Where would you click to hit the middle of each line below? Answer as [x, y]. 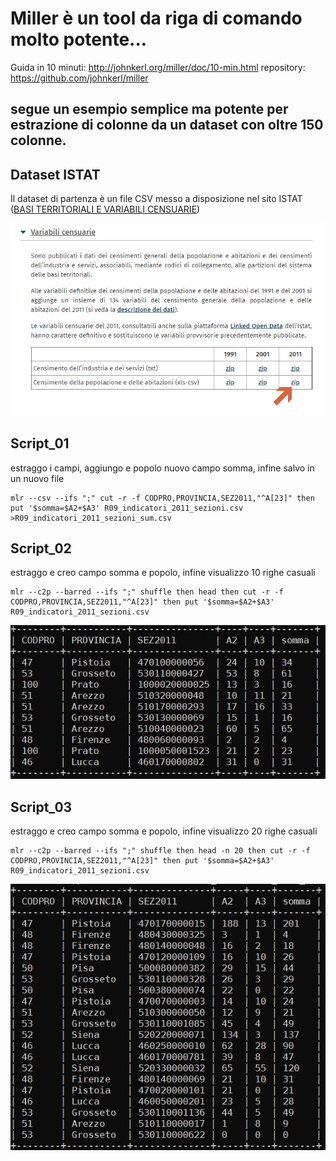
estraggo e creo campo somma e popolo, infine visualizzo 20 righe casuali [164, 831]
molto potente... [79, 39]
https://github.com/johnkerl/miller [79, 78]
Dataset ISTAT [55, 174]
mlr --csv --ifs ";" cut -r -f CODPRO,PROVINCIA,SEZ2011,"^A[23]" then [162, 498]
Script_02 [41, 548]
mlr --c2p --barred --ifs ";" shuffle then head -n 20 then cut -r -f [160, 851]
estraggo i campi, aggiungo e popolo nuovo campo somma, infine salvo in [162, 468]
